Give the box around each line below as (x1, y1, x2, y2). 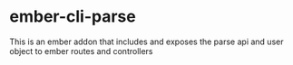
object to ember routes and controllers (9, 45, 153, 56)
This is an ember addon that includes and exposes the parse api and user (9, 36, 284, 47)
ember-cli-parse (9, 6, 136, 27)
